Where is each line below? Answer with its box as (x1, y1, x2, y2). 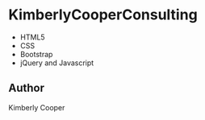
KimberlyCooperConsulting (8, 6, 198, 24)
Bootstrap (19, 49, 53, 59)
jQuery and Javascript (19, 58, 94, 68)
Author (8, 81, 44, 95)
